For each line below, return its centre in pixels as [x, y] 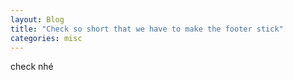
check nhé [32, 67]
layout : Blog [37, 19]
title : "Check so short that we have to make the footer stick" [147, 29]
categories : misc [46, 38]
